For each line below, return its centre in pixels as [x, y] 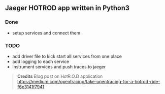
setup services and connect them [46, 33]
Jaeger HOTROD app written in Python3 [67, 8]
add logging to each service [41, 62]
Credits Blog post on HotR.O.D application [60, 76]
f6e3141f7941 [31, 87]
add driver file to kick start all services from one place [67, 56]
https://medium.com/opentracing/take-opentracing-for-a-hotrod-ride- [88, 81]
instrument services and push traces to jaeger [59, 66]
